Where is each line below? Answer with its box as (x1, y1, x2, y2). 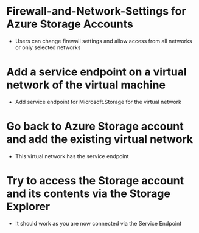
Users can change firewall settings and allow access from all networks (15, 37, 192, 44)
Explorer (6, 200, 51, 214)
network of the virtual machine (6, 78, 166, 92)
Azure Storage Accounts (6, 17, 134, 31)
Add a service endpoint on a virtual (6, 65, 187, 79)
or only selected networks (15, 44, 81, 51)
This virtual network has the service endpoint (15, 152, 129, 159)
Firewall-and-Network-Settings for (6, 4, 187, 18)
